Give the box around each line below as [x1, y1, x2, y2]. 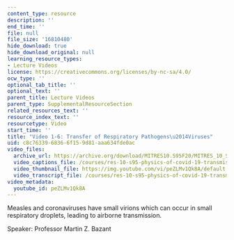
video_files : [7, 146, 45, 153]
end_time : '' [7, 23, 45, 30]
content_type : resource [7, 10, 77, 17]
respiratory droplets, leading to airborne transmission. [7, 211, 162, 220]
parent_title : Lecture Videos [7, 95, 95, 102]
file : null [7, 29, 39, 37]
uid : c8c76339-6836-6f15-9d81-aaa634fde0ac [7, 140, 136, 147]
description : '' [7, 17, 54, 24]
